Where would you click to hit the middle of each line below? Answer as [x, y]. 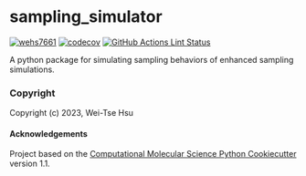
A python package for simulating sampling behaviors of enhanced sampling [152, 59]
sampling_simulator [86, 17]
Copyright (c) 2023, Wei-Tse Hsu [72, 113]
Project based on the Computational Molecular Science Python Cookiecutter [153, 154]
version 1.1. [30, 164]
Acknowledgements [49, 133]
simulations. [32, 69]
